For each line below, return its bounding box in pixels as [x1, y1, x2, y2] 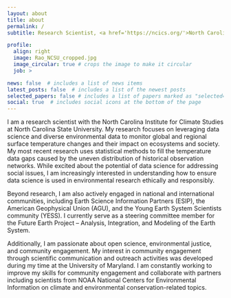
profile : [7, 42, 32, 49]
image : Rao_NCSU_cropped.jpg [13, 54, 97, 62]
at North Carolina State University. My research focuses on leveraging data [7, 125, 220, 134]
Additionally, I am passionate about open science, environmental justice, [7, 240, 212, 248]
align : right [13, 48, 51, 55]
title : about [7, 17, 45, 23]
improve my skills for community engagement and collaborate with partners [7, 269, 221, 277]
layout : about [7, 10, 48, 17]
